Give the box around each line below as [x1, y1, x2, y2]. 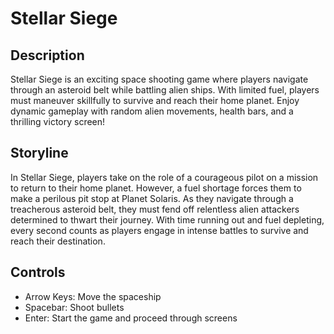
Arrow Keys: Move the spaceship [24, 290, 162, 302]
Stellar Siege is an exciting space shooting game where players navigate [10, 73, 309, 85]
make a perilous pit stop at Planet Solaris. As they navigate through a [10, 192, 294, 204]
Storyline [10, 145, 69, 162]
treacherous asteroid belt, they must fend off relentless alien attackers [10, 203, 300, 215]
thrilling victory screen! [10, 116, 106, 127]
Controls [10, 264, 66, 281]
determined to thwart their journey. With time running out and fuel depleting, [10, 213, 325, 226]
